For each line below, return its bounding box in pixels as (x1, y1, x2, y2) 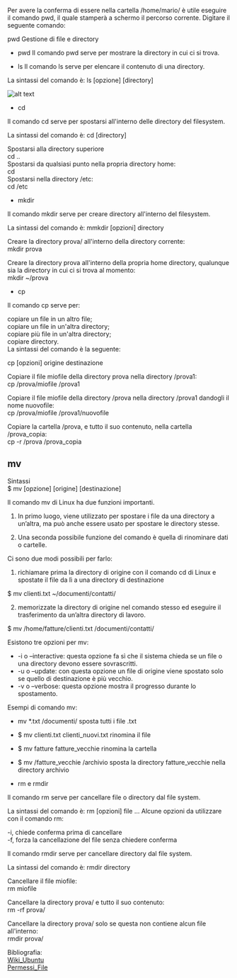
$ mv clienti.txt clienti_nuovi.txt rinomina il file (17, 730, 151, 739)
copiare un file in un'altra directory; (7, 322, 110, 330)
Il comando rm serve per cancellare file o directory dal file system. (7, 793, 201, 802)
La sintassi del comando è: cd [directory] (7, 131, 127, 139)
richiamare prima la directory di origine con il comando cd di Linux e (17, 568, 216, 576)
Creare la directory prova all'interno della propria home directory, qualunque (7, 259, 230, 266)
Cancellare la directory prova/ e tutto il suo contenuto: (7, 898, 165, 906)
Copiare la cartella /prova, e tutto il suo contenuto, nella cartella (7, 422, 192, 431)
